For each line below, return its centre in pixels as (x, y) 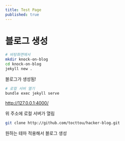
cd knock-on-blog (23, 64)
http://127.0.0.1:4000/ (27, 103)
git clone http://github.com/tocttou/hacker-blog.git (63, 123)
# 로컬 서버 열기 (20, 89)
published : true (22, 15)
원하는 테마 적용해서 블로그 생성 (36, 133)
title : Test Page (23, 10)
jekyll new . (19, 69)
